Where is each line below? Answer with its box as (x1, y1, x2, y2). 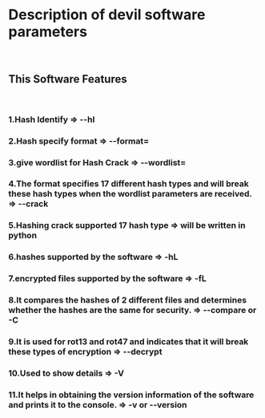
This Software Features (8, 72, 127, 86)
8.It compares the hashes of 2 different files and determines (8, 294, 247, 306)
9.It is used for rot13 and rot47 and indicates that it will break (8, 336, 249, 347)
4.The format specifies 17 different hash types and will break (8, 178, 250, 189)
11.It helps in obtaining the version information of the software (8, 389, 255, 400)
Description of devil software (8, 6, 206, 24)
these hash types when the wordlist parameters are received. (8, 189, 252, 200)
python (8, 230, 38, 241)
